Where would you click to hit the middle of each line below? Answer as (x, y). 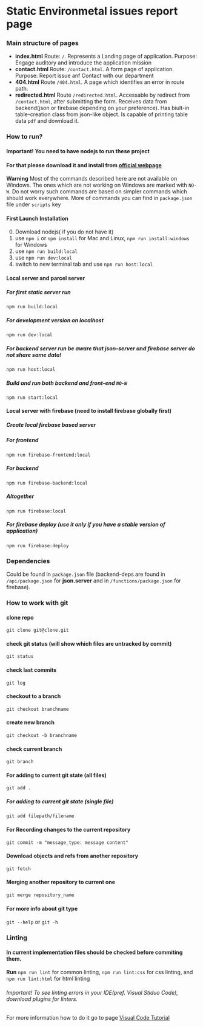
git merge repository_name (40, 895)
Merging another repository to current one (61, 882)
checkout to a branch (34, 696)
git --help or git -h (32, 922)
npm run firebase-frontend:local (48, 455)
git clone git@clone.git (38, 631)
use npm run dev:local (44, 258)
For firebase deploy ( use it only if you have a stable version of (86, 525)
